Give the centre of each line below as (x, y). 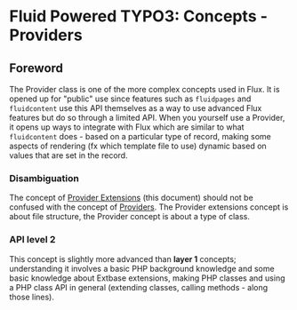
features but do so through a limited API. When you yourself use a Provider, (147, 118)
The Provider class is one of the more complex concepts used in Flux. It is (144, 89)
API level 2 (32, 240)
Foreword (36, 68)
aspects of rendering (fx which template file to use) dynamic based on (138, 146)
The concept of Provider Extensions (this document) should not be (131, 198)
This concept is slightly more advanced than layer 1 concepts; (123, 258)
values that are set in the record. (68, 155)
